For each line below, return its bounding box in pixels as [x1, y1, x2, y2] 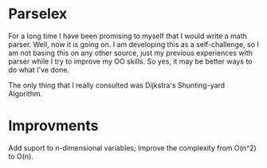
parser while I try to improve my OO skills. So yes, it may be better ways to [8, 57, 253, 66]
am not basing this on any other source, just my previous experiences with [8, 48, 253, 57]
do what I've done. [8, 64, 70, 74]
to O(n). [8, 151, 33, 161]
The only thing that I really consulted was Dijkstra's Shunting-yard [8, 80, 226, 90]
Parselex [8, 5, 68, 23]
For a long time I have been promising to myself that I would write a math [8, 31, 247, 41]
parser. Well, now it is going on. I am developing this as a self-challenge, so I [8, 39, 259, 49]
